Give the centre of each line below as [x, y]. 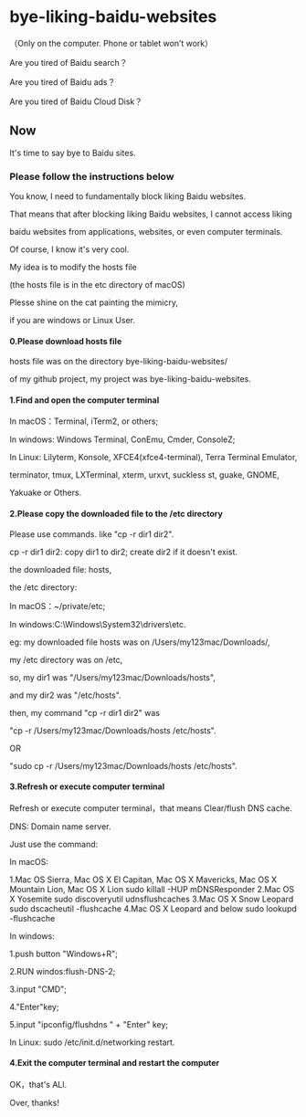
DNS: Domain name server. [60, 826]
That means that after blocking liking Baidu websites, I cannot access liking [151, 214]
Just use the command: [54, 844]
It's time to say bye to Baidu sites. [73, 153]
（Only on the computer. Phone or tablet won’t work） [111, 43]
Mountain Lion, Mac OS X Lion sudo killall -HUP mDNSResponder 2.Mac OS [152, 889]
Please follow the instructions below [92, 176]
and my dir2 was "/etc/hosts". [65, 695]
